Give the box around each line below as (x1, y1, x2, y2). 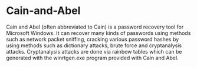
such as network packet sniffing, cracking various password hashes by (6, 36, 179, 43)
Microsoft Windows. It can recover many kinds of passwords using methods (6, 29, 191, 36)
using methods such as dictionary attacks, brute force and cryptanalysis (6, 42, 182, 49)
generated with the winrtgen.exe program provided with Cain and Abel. (6, 54, 179, 61)
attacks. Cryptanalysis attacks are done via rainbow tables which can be (6, 48, 182, 55)
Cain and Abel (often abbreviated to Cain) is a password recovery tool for (6, 23, 184, 30)
